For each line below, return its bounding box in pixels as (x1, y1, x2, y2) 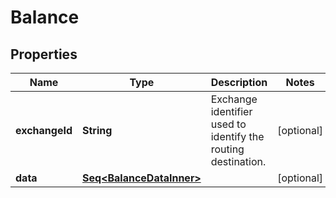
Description (210, 76, 268, 89)
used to (210, 117, 247, 131)
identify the (210, 130, 265, 143)
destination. (210, 155, 267, 168)
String (82, 124, 113, 137)
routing (210, 142, 245, 156)
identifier (210, 105, 253, 118)
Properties (10, 46, 78, 63)
